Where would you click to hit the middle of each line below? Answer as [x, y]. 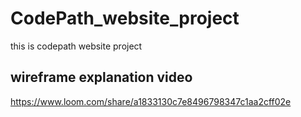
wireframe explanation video [101, 77]
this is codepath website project [76, 46]
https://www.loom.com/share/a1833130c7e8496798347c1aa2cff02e [151, 101]
